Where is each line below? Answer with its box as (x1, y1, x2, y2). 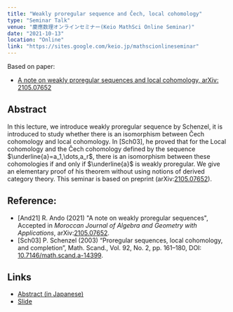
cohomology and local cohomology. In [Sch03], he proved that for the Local (7, 137, 227, 145)
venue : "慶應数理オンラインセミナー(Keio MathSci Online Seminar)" (7, 23, 195, 30)
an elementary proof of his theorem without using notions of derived (7, 167, 205, 176)
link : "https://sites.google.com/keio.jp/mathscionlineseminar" (7, 43, 199, 50)
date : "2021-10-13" (7, 30, 65, 37)
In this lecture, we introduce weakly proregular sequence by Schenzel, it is (7, 122, 223, 131)
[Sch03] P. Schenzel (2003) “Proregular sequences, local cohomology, (17, 236, 223, 245)
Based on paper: (7, 63, 55, 70)
